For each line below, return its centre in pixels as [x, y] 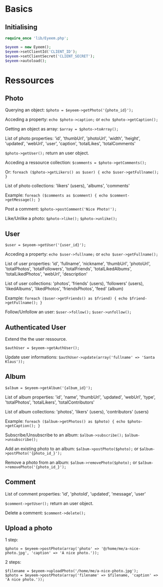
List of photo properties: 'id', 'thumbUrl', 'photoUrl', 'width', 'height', [73, 138]
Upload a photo [29, 528]
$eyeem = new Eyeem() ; [28, 47]
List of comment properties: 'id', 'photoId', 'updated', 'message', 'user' [76, 494]
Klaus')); [15, 362]
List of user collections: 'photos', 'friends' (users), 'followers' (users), [74, 283]
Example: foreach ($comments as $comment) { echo [57, 195]
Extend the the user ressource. [36, 339]
